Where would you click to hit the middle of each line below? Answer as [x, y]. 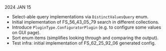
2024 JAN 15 [18, 7]
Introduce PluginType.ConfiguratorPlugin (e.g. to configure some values [86, 27]
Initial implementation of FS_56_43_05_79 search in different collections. [85, 22]
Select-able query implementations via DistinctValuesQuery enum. [80, 17]
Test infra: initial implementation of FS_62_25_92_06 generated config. [84, 43]
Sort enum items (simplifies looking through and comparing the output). [85, 38]
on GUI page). [26, 32]
